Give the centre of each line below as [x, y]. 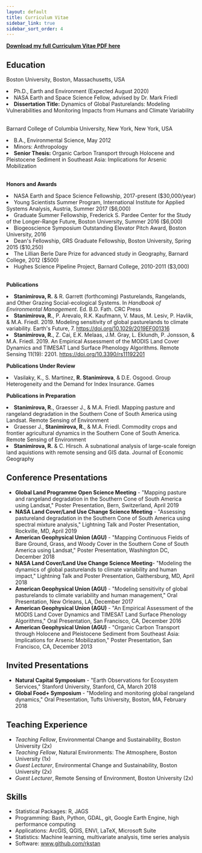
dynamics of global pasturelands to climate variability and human [96, 569]
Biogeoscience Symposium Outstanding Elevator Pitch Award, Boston [100, 228]
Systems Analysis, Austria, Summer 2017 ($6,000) [68, 209]
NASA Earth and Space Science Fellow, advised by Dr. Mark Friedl [96, 98]
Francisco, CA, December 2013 [54, 646]
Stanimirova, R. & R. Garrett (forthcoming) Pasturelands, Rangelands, [100, 296]
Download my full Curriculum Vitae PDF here [63, 46]
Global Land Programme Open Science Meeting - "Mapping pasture [101, 492]
